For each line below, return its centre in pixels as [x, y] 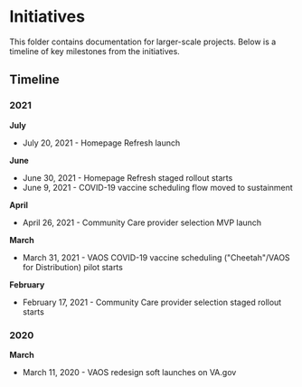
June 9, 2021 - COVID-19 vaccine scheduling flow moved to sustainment [158, 187]
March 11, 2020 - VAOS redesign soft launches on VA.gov [129, 372]
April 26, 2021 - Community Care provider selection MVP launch [142, 222]
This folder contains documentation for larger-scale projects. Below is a [143, 42]
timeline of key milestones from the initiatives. [95, 51]
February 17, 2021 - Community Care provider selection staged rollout [152, 302]
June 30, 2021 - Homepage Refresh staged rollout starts [127, 177]
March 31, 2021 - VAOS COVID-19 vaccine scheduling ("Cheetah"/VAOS [156, 257]
